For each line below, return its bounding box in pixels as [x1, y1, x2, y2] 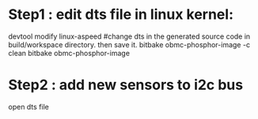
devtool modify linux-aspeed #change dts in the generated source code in [8, 32, 251, 41]
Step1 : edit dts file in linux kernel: [8, 6, 233, 24]
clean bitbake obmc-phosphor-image [8, 48, 131, 58]
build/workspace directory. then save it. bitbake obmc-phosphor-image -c [8, 39, 251, 49]
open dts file [8, 102, 50, 111]
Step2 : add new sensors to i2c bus [8, 76, 244, 94]
